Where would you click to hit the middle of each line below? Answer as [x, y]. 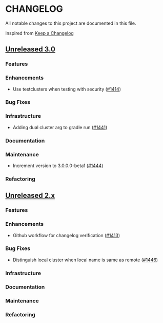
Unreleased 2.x [30, 196]
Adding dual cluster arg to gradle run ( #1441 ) [60, 127]
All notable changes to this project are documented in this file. [71, 23]
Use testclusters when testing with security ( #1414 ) [67, 89]
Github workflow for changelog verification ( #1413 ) [66, 235]
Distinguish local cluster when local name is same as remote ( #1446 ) [85, 260]
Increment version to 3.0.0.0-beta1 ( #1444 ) [58, 166]
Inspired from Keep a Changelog [40, 33]
